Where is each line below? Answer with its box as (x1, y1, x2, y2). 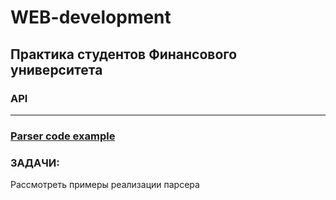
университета (10, 61, 103, 78)
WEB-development (10, 6, 172, 29)
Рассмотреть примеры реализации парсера (10, 179, 200, 191)
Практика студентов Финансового (10, 46, 238, 63)
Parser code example (10, 129, 116, 143)
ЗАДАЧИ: (10, 156, 60, 170)
